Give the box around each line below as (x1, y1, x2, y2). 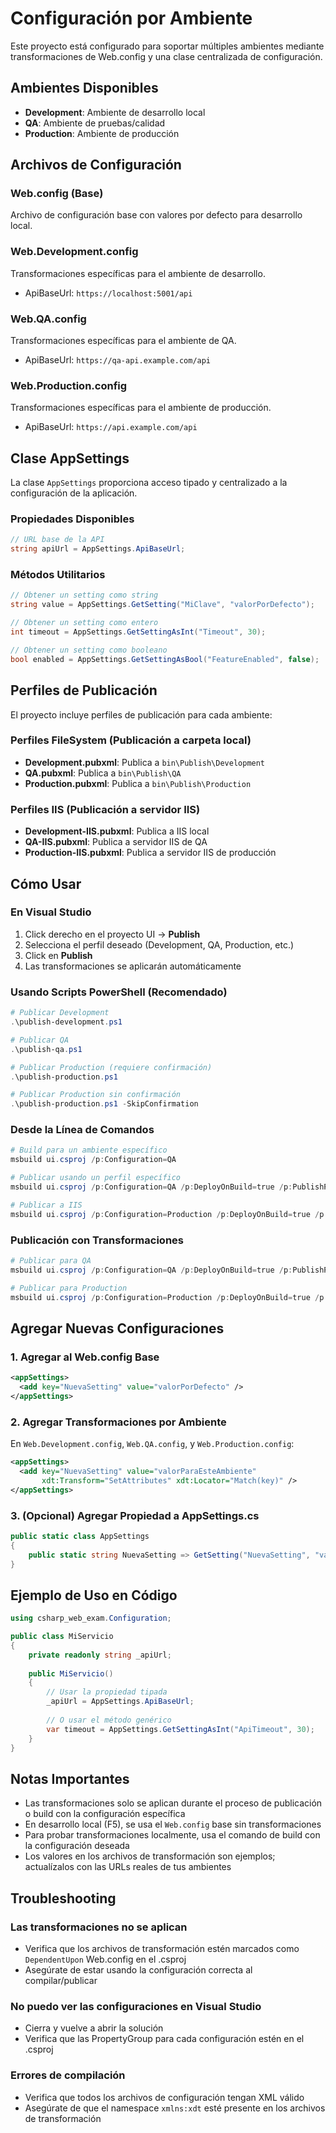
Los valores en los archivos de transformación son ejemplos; (24, 1850, 276, 1862)
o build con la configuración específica (24, 1808, 186, 1820)
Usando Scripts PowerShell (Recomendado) (10, 985, 228, 999)
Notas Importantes (10, 1770, 130, 1787)
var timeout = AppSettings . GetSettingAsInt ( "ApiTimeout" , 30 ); (46, 1724, 315, 1734)
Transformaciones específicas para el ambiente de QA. (10, 335, 237, 347)
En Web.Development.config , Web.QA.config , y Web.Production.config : (10, 1438, 295, 1450)
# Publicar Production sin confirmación (10, 1090, 182, 1100)
